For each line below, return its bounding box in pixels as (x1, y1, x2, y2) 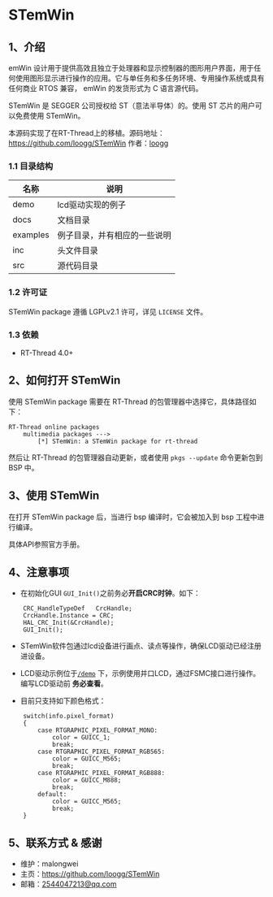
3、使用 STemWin (8, 489, 100, 503)
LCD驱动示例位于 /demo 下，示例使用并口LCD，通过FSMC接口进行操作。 (19, 669, 261, 678)
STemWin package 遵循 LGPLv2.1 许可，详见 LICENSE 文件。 (8, 306, 208, 316)
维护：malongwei (19, 859, 79, 869)
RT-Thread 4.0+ (19, 348, 74, 357)
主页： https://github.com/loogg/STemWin (19, 869, 160, 879)
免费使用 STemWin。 (15, 111, 85, 120)
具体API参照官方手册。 (8, 539, 84, 549)
